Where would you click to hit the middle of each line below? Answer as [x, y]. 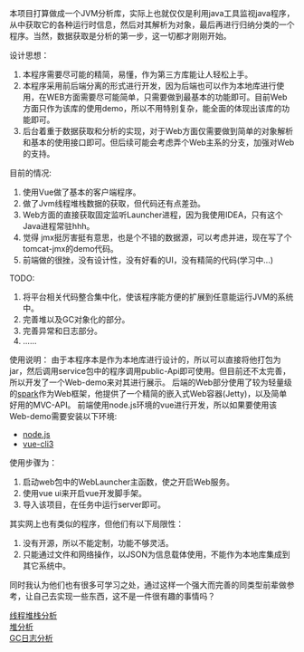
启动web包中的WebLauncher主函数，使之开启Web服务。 [128, 482]
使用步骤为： [33, 463]
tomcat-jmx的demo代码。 [71, 249]
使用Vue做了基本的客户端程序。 [81, 192]
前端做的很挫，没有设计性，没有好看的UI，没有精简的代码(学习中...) [148, 260]
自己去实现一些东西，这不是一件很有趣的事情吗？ [124, 596]
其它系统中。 [46, 566]
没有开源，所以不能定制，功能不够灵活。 [98, 543]
